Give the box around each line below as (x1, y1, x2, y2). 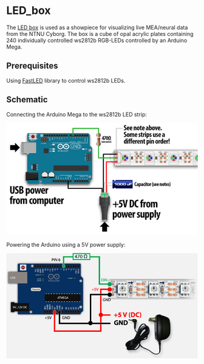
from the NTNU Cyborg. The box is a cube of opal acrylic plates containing (6, 30, 194, 37)
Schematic (6, 95, 48, 105)
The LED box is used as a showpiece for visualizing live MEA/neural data (6, 24, 188, 31)
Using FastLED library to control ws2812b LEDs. (6, 77, 126, 84)
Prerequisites (6, 61, 58, 71)
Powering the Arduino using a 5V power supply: (6, 241, 126, 248)
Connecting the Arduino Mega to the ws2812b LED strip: (6, 111, 148, 118)
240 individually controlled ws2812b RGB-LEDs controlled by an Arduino (6, 36, 188, 44)
